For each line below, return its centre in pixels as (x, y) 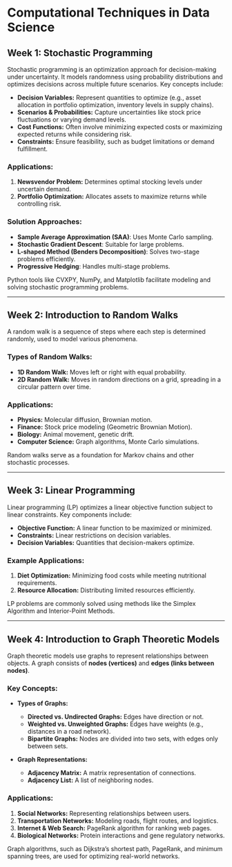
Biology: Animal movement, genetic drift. (76, 434)
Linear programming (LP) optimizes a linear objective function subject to (110, 507)
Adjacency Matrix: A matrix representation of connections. (112, 773)
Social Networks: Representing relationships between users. (104, 813)
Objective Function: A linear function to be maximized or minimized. (115, 528)
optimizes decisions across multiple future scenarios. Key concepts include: (115, 84)
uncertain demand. (44, 189)
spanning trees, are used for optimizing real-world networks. (94, 856)
